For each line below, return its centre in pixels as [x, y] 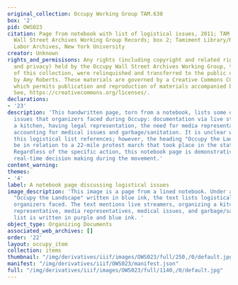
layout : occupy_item [38, 244]
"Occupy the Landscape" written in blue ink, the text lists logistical [123, 198]
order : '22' [25, 238]
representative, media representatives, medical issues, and [106, 211]
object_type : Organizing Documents [60, 224]
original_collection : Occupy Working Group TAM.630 [85, 14]
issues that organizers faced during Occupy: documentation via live [118, 119]
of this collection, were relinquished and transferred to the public [120, 73]
